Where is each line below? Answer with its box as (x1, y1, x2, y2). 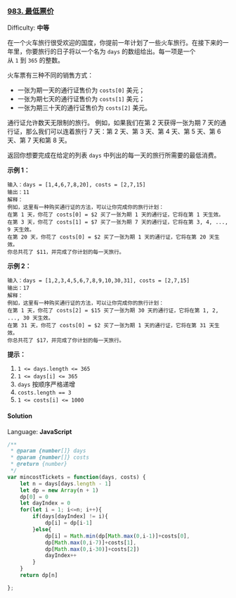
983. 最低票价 (7, 6, 54, 15)
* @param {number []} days (10, 447, 86, 454)
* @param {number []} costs (10, 454, 90, 462)
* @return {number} (10, 461, 68, 468)
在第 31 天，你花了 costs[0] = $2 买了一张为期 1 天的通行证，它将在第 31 (7, 322, 206, 329)
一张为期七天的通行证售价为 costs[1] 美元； (17, 95, 145, 103)
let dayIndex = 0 (20, 500, 71, 507)
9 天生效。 (7, 227, 35, 234)
